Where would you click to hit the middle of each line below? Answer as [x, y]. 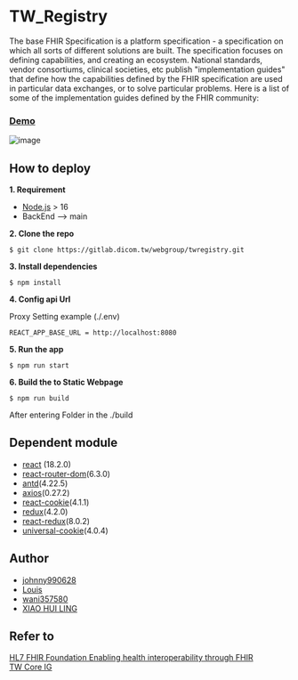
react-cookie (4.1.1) [56, 502]
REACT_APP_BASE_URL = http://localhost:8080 [93, 333]
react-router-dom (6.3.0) [66, 474]
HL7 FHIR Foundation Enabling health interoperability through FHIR [131, 658]
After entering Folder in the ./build [71, 415]
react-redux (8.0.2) [56, 521]
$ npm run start [39, 366]
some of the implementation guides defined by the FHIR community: [134, 97]
